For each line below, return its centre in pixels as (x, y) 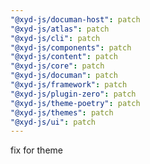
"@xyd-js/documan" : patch (64, 76)
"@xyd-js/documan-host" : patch (75, 19)
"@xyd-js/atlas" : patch (60, 29)
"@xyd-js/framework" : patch (69, 85)
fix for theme (36, 150)
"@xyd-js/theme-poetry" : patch (75, 103)
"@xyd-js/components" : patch (71, 47)
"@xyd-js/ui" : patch (53, 122)
